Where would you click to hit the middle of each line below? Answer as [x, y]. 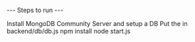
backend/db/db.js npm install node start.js [69, 31]
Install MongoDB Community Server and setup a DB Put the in [97, 23]
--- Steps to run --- [35, 10]
